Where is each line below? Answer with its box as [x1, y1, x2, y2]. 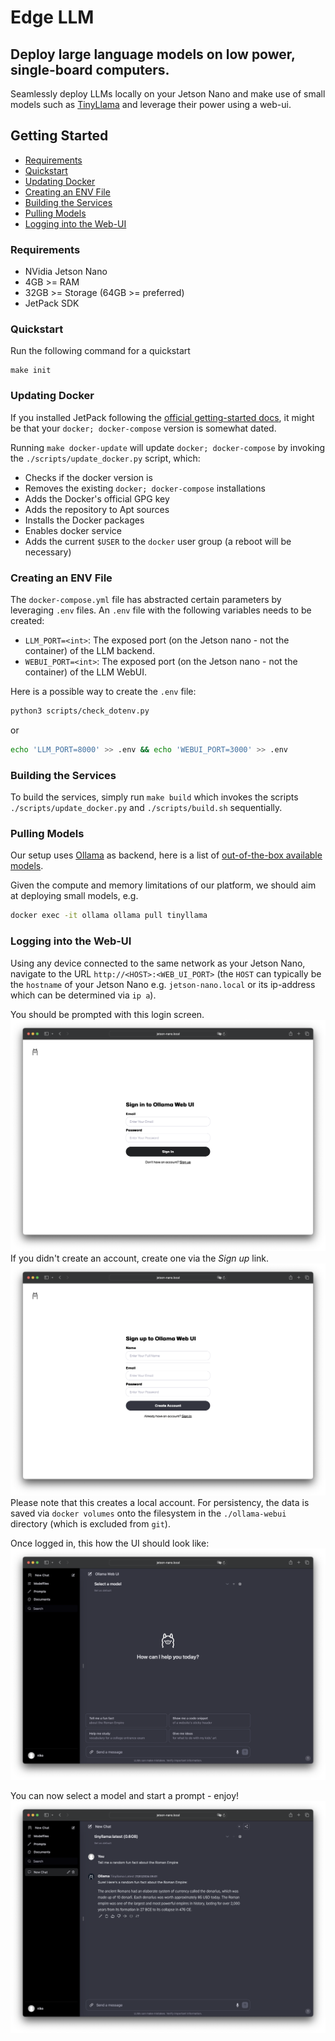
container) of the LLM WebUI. [24, 666, 148, 678]
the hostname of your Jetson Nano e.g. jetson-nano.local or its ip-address [10, 978, 316, 990]
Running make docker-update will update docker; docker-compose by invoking [10, 441, 326, 453]
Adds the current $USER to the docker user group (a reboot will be [24, 535, 292, 547]
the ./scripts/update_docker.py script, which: [10, 452, 201, 464]
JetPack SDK [24, 297, 80, 310]
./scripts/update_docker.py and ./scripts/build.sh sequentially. [10, 802, 283, 814]
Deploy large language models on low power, [10, 46, 296, 63]
